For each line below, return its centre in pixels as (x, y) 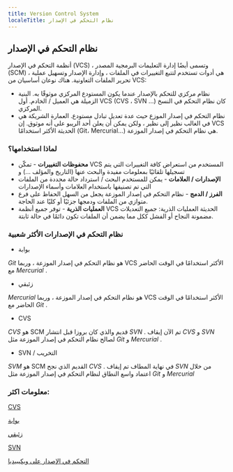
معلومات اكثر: (29, 392)
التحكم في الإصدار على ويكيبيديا (48, 461)
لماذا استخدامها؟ (32, 149)
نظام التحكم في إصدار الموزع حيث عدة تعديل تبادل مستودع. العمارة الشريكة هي (121, 116)
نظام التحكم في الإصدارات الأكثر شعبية (66, 234)
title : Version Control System (53, 14)
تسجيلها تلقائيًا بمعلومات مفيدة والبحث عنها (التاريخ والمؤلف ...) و (102, 171)
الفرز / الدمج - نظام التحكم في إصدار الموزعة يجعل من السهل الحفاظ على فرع (120, 193)
